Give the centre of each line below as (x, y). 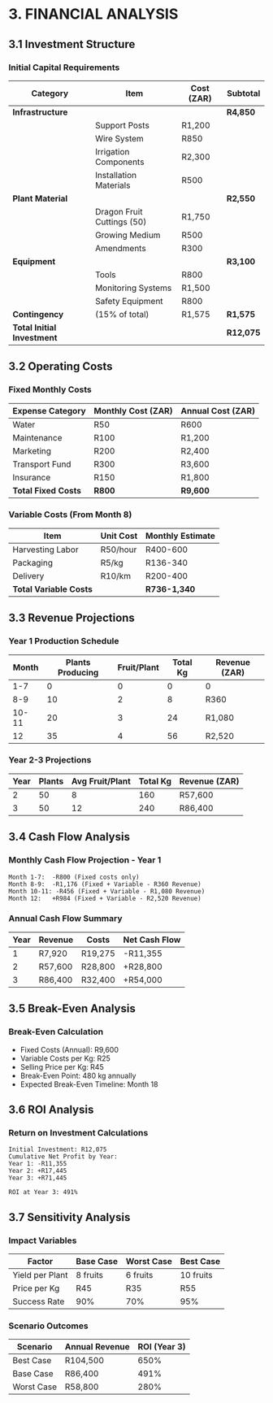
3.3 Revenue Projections (72, 618)
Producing (78, 672)
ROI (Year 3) (162, 1347)
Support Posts (122, 125)
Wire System (119, 138)
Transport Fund (42, 464)
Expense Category (50, 410)
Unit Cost (119, 536)
